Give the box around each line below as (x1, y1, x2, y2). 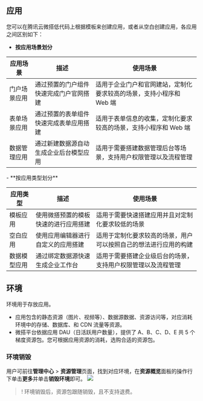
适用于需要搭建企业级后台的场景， (95, 251, 193, 260)
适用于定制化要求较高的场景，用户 (95, 231, 193, 239)
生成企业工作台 (35, 260, 79, 269)
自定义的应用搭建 (35, 240, 85, 248)
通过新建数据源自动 (34, 139, 89, 147)
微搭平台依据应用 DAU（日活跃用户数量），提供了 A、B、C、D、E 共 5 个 (14, 328, 195, 336)
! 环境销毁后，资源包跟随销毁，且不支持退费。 (21, 388, 136, 395)
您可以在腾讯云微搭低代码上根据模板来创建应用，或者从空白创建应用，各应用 (6, 23, 197, 30)
